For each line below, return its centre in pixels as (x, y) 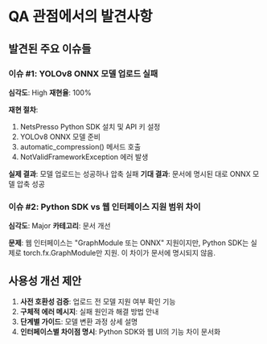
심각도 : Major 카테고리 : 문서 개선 (60, 226)
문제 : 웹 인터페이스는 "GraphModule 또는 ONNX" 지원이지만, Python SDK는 (129, 243)
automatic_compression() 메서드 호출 (80, 146)
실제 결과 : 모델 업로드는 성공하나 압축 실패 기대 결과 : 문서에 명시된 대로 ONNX (129, 174)
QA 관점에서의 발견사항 (80, 16)
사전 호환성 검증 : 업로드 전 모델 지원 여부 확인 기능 (98, 301)
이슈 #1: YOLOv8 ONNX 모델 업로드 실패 (83, 73)
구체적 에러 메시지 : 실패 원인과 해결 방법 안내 (89, 311)
